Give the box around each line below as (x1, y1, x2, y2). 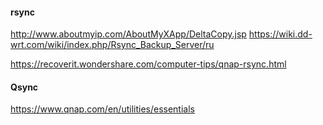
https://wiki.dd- (248, 28, 313, 40)
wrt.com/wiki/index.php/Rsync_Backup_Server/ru (10, 39, 215, 51)
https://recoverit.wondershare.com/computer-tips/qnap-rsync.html (10, 58, 287, 70)
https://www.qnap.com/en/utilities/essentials (10, 103, 195, 115)
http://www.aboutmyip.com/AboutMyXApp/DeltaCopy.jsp (10, 28, 247, 40)
